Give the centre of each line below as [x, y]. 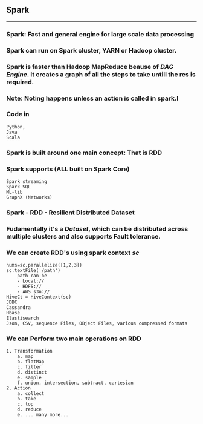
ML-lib [14, 192]
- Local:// [31, 281]
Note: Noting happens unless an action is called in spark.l [92, 98]
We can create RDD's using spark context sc [73, 253]
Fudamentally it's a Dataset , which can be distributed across [97, 228]
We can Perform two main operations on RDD [74, 339]
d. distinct [32, 373]
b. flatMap [31, 362]
